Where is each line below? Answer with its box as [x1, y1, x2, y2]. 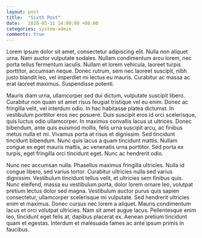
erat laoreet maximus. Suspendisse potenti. [6, 80, 114, 88]
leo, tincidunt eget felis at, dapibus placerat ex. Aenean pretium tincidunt [6, 213, 187, 220]
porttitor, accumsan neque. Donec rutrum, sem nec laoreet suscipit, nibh [6, 67, 187, 74]
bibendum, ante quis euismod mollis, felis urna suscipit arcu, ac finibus [6, 124, 183, 131]
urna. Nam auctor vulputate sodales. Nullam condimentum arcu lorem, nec [6, 55, 192, 62]
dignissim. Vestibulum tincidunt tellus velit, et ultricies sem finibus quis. [6, 174, 183, 182]
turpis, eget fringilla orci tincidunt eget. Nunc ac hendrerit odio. [6, 150, 163, 157]
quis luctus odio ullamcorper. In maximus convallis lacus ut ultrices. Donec [6, 117, 192, 125]
